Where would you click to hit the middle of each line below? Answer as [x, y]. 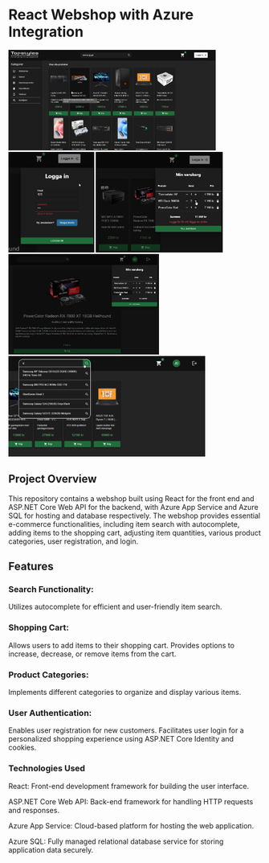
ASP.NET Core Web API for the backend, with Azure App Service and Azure [133, 507]
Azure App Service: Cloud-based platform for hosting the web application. [131, 825]
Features [31, 567]
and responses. [34, 810]
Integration [46, 32]
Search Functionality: [51, 590]
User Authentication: [50, 713]
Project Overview [53, 479]
